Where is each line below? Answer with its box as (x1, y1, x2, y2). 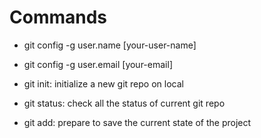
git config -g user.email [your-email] (23, 58, 173, 70)
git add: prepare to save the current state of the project (23, 116, 252, 128)
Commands (9, 6, 108, 29)
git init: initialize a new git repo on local (23, 77, 184, 90)
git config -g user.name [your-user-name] (23, 39, 197, 51)
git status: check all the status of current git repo (23, 97, 226, 109)
